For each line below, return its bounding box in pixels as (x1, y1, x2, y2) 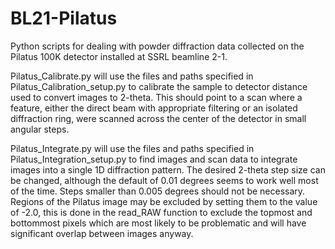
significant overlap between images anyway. (10, 227, 194, 239)
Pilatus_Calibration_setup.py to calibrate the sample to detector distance (10, 80, 308, 92)
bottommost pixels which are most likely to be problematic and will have (10, 217, 307, 229)
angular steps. (10, 123, 70, 135)
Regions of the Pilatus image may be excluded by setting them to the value (10, 195, 318, 207)
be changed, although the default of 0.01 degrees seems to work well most (10, 174, 319, 186)
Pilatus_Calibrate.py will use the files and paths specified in (10, 70, 254, 82)
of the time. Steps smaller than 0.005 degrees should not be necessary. (10, 185, 306, 197)
